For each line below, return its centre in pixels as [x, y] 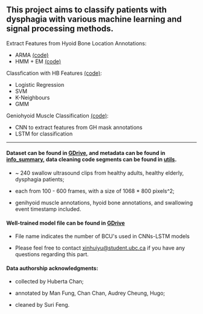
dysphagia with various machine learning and [94, 20]
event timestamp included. [48, 209]
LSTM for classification [44, 133]
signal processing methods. [60, 29]
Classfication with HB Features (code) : [54, 73]
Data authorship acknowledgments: [52, 268]
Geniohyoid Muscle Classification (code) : [57, 115]
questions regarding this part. [52, 254]
